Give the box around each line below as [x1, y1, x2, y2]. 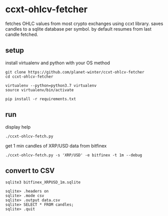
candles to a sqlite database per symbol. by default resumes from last [5, 26, 152, 32]
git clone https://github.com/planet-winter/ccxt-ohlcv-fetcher [5, 69, 145, 75]
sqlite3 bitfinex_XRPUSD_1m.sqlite [5, 180, 81, 185]
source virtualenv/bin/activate [5, 87, 74, 92]
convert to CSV [5, 166, 55, 175]
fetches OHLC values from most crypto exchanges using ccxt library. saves [5, 20, 163, 27]
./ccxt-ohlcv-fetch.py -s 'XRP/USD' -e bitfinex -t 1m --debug [5, 152, 143, 158]
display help [5, 124, 31, 130]
